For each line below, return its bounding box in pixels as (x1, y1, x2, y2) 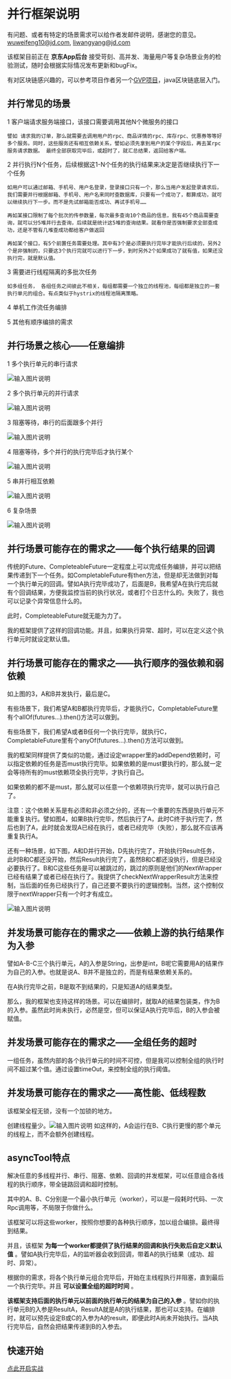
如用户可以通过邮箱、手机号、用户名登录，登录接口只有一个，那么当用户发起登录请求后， (7, 184, 222, 190)
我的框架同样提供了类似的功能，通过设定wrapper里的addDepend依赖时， (7, 751, 215, 759)
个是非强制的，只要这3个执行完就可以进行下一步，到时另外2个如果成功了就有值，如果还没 (7, 247, 223, 254)
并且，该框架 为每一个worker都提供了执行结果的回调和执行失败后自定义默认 (7, 1242, 222, 1250)
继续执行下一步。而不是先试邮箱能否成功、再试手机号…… (12, 198, 146, 206)
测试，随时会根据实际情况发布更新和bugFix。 (12, 61, 141, 69)
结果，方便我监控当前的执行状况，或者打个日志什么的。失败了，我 (30, 588, 218, 597)
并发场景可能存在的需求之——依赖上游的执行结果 (7, 926, 215, 939)
